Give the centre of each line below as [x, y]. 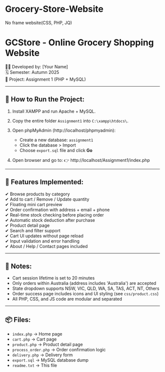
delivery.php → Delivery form [42, 355]
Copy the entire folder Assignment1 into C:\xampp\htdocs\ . [70, 121]
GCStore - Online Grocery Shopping [80, 43]
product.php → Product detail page [47, 344]
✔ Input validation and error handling [42, 241]
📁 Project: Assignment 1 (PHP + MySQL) [45, 79]
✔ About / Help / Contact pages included [46, 246]
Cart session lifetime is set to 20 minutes [53, 278]
